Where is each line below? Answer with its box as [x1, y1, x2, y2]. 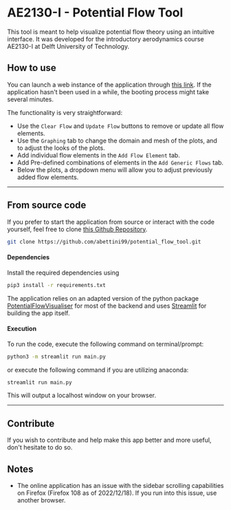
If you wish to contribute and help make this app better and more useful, [7, 436, 212, 445]
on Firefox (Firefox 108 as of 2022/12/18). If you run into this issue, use [16, 489, 217, 497]
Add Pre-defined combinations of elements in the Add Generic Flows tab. [16, 158, 224, 167]
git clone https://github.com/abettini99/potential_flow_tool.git [7, 238, 201, 245]
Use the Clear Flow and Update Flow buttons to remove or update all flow [16, 122, 224, 130]
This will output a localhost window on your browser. [7, 391, 157, 400]
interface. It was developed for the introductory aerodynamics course [7, 34, 204, 43]
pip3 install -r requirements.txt [7, 281, 107, 288]
